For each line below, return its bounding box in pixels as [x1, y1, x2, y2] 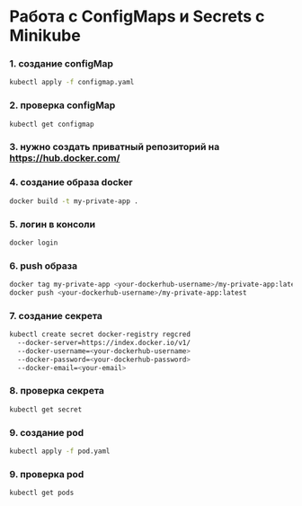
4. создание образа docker [9, 176, 133, 189]
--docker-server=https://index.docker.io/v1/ [17, 339, 191, 348]
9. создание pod [9, 426, 84, 439]
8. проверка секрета [9, 385, 105, 397]
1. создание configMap [9, 58, 114, 70]
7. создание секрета [9, 309, 103, 322]
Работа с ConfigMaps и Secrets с [9, 6, 265, 27]
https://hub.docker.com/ [9, 152, 120, 164]
